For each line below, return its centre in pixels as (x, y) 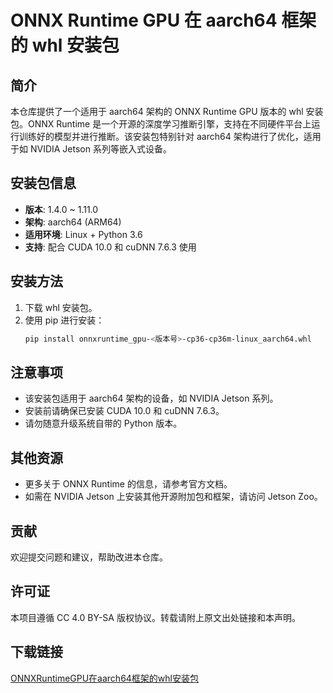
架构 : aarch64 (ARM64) (73, 222)
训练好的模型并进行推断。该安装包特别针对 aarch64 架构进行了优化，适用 (170, 136)
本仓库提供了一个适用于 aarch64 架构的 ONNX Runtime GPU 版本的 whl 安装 (167, 111)
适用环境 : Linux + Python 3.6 (83, 234)
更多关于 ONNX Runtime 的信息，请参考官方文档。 (128, 484)
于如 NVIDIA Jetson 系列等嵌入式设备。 (91, 149)
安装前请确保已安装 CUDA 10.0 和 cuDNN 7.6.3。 (124, 411)
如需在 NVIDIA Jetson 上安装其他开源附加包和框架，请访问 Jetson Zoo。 (173, 497)
